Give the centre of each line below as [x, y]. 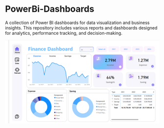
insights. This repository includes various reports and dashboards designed [81, 27]
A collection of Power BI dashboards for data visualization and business [77, 23]
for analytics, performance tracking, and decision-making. [64, 33]
